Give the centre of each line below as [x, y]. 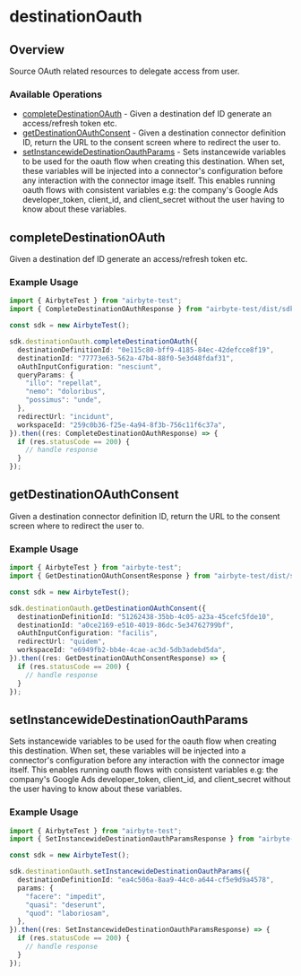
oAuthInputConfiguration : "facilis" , [88, 633]
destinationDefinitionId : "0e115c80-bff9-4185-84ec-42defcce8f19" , [146, 350]
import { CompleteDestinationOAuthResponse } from [106, 309]
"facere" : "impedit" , [65, 896]
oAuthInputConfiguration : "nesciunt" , [90, 366]
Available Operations [56, 94]
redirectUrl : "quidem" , [61, 642]
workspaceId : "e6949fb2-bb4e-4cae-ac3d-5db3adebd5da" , [122, 650]
